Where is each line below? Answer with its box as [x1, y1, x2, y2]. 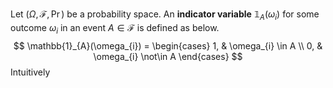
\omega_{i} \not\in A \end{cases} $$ [93, 50, 243, 62]
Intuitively [10, 66, 51, 78]
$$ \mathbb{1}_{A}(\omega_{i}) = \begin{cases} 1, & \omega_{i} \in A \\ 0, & [13, 39, 323, 52]
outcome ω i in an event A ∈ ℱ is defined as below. [10, 21, 220, 36]
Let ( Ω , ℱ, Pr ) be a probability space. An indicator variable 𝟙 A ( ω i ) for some [10, 8, 320, 22]
